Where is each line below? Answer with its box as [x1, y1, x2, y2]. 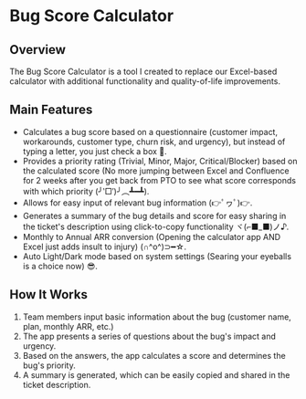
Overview [9, 42, 67, 58]
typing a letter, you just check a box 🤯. [22, 145, 167, 156]
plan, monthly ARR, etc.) [22, 320, 114, 331]
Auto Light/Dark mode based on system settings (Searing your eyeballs [22, 250, 292, 261]
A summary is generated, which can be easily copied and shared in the [22, 369, 290, 380]
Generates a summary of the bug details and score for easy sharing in [22, 210, 287, 221]
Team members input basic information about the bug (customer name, [22, 311, 292, 322]
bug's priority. [22, 360, 76, 371]
